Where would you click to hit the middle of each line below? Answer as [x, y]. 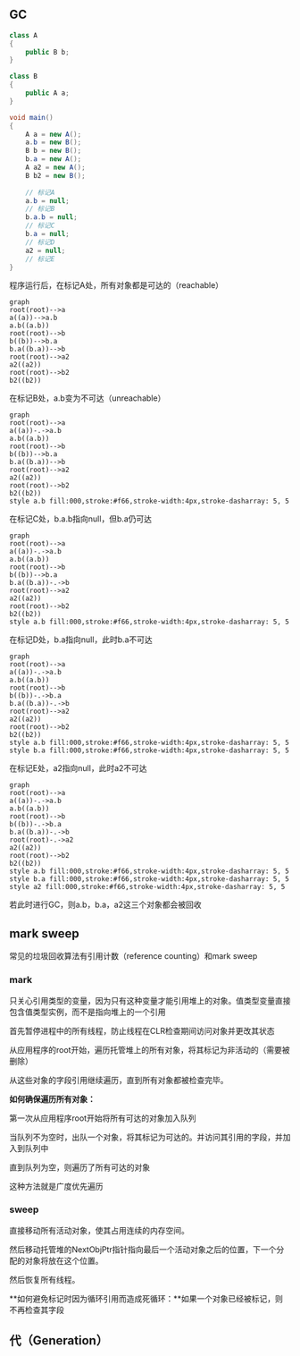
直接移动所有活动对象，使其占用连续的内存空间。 [99, 1230]
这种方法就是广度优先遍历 [56, 1186]
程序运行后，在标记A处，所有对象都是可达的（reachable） [117, 285]
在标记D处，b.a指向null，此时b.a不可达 [81, 640]
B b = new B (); [54, 151]
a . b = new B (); [54, 142]
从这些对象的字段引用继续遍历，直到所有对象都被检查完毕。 [119, 1080]
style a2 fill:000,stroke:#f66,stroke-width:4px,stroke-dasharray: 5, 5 [147, 887]
